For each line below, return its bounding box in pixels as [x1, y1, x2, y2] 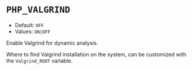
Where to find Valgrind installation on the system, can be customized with [6, 50, 187, 58]
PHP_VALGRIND [6, 4, 70, 15]
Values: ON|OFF [14, 28, 51, 35]
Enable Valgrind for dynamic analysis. [6, 39, 99, 46]
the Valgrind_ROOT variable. [6, 57, 73, 64]
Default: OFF [14, 21, 44, 28]
